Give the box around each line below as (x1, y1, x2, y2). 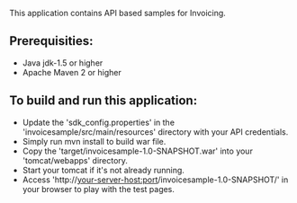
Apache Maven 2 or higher (22, 66, 121, 77)
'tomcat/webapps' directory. (22, 154, 129, 165)
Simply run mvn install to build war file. (22, 136, 166, 146)
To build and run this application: (9, 93, 198, 109)
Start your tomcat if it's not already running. (22, 164, 184, 175)
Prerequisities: (9, 33, 94, 49)
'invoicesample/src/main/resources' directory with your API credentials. (22, 126, 289, 137)
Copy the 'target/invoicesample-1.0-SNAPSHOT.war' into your (22, 146, 254, 156)
